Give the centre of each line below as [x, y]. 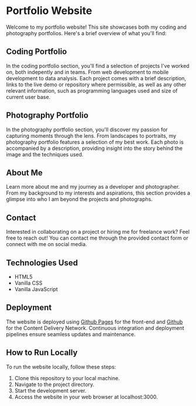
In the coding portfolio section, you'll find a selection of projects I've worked [98, 66]
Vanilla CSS [28, 283]
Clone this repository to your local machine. [67, 378]
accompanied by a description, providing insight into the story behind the [94, 148]
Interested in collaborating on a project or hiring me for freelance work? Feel [98, 232]
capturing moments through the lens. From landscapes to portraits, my [91, 135]
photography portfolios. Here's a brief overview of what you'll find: [86, 33]
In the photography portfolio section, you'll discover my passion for [87, 129]
